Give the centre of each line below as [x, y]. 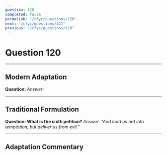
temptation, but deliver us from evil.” [42, 127]
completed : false [23, 14]
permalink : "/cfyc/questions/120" [41, 19]
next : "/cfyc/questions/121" [35, 24]
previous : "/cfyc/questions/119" [40, 28]
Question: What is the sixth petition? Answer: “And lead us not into [75, 121]
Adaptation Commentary [44, 147]
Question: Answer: [24, 89]
